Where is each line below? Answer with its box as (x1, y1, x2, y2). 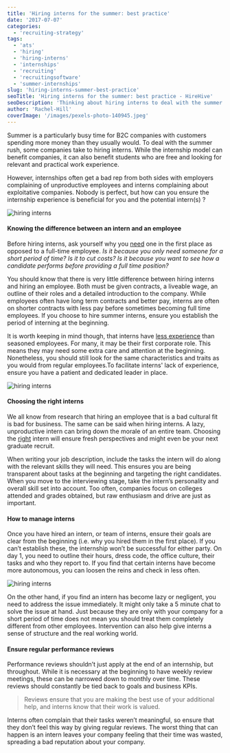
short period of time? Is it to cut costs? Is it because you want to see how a (7, 254, 220, 262)
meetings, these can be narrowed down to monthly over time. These (7, 675, 200, 683)
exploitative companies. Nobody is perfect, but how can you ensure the (7, 188, 209, 196)
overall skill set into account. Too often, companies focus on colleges (7, 485, 203, 493)
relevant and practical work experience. (7, 160, 119, 168)
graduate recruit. (7, 442, 55, 450)
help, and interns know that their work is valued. (23, 703, 161, 711)
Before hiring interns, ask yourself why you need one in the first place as (7, 240, 213, 248)
